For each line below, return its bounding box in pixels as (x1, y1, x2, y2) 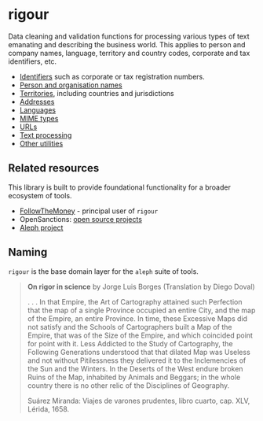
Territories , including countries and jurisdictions (19, 88, 174, 98)
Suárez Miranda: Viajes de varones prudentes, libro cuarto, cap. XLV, (27, 396, 250, 405)
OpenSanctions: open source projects (19, 214, 143, 223)
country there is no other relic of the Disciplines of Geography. (27, 380, 230, 390)
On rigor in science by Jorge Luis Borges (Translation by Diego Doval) (27, 282, 255, 291)
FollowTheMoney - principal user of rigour (19, 206, 159, 216)
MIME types (19, 113, 59, 123)
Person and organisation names (19, 80, 123, 90)
